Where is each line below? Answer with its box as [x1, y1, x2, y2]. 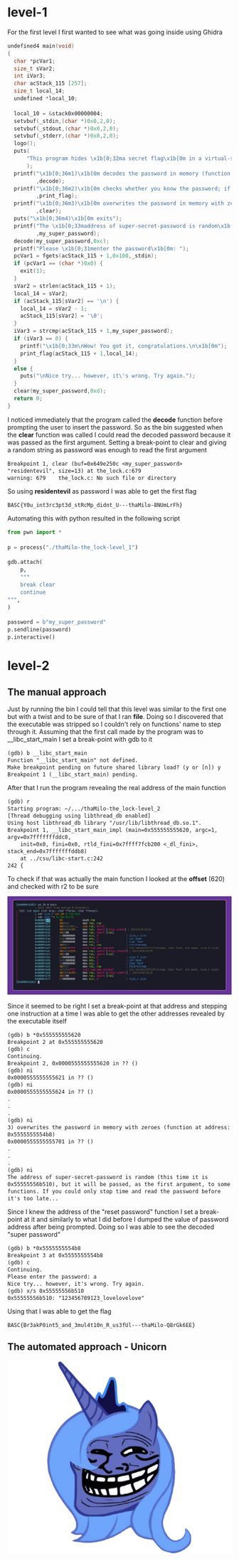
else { [14, 365, 33, 372]
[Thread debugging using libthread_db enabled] [7, 812, 152, 819]
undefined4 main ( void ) [7, 42, 75, 50]
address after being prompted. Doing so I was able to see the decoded [7, 1222, 215, 1231]
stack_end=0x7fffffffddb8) [7, 848, 87, 855]
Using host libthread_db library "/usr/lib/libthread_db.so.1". [7, 819, 202, 826]
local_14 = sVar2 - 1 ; [20, 305, 87, 312]
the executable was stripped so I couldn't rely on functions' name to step [7, 720, 222, 728]
